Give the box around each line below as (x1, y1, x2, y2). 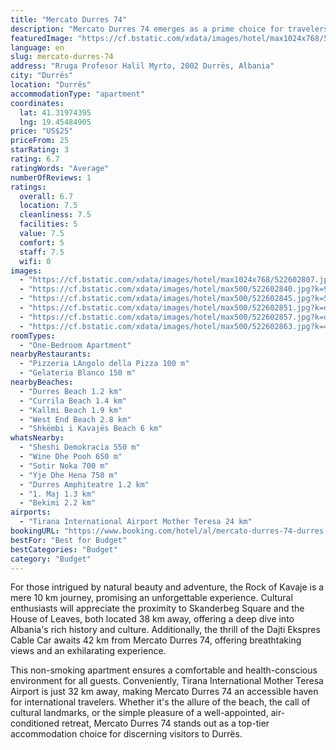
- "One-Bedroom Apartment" (19, 340, 132, 350)
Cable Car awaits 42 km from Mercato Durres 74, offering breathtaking (10, 634, 302, 646)
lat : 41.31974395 (19, 107, 92, 118)
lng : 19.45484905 (19, 117, 92, 127)
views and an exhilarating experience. (10, 645, 167, 657)
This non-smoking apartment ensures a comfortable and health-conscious (10, 664, 318, 676)
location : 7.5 (19, 201, 78, 211)
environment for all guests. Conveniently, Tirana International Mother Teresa (10, 675, 324, 687)
